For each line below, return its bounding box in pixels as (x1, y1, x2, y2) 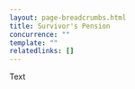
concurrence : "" (9, 30, 70, 39)
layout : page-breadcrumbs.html (9, 13, 127, 22)
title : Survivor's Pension (9, 22, 111, 31)
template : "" (9, 38, 58, 48)
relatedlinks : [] (9, 47, 75, 56)
